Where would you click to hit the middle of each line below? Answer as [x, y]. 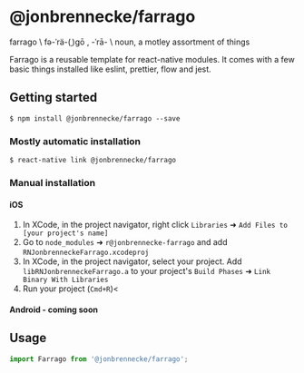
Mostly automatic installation [75, 141]
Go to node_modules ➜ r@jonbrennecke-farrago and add [125, 242]
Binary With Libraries [65, 280]
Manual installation [53, 182]
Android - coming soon [54, 309]
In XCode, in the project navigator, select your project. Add [132, 261]
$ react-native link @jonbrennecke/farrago [93, 161]
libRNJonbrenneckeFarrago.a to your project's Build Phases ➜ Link [146, 271]
